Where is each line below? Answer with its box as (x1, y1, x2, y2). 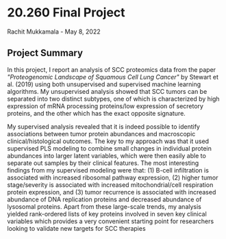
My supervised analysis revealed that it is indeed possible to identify (7, 122, 201, 131)
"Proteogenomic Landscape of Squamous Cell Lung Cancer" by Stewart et (7, 73, 219, 81)
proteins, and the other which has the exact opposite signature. (7, 109, 186, 117)
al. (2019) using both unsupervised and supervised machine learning (7, 80, 201, 88)
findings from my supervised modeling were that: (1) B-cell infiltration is (7, 166, 209, 174)
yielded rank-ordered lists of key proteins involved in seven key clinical (7, 210, 207, 218)
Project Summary (7, 47, 84, 59)
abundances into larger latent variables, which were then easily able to (7, 151, 207, 160)
